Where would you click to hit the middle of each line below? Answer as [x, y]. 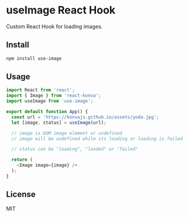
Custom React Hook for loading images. [54, 26]
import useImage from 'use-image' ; [50, 101]
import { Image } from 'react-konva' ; [54, 96]
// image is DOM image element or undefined [67, 133]
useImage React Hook [61, 10]
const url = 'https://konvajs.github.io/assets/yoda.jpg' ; [85, 117]
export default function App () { [47, 112]
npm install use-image [34, 58]
